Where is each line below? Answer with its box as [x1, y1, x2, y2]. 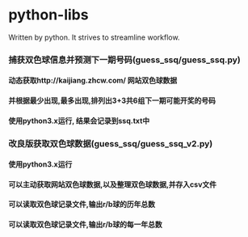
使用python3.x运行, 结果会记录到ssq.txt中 [8, 116, 150, 125]
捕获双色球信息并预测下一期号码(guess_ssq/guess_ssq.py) [8, 54, 241, 66]
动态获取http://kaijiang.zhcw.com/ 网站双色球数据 [8, 75, 178, 86]
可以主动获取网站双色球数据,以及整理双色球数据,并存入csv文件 [8, 180, 216, 189]
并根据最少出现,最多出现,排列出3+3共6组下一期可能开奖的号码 [8, 95, 216, 106]
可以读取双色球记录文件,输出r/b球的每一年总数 [8, 219, 163, 229]
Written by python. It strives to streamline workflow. [8, 32, 180, 42]
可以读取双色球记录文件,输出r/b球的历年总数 [8, 200, 156, 209]
